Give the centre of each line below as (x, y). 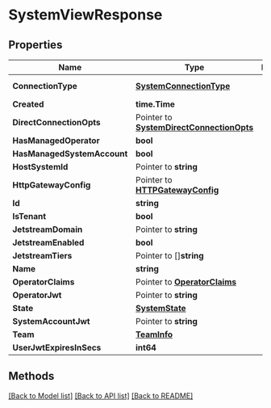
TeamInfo (154, 334)
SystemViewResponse (85, 15)
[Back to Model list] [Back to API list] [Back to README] (101, 395)
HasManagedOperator (56, 141)
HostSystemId (40, 167)
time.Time (156, 104)
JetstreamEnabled (48, 242)
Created (28, 104)
